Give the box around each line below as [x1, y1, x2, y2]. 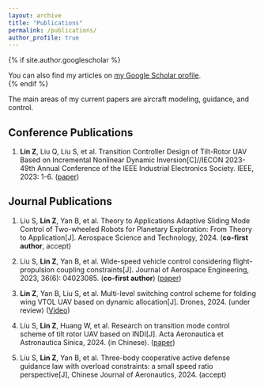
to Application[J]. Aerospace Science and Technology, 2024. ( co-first [19, 233, 249, 242]
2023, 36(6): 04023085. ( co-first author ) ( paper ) [19, 273, 182, 283]
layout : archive [8, 11, 62, 20]
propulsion [19, 264, 55, 274]
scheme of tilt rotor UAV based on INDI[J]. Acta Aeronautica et [19, 329, 224, 339]
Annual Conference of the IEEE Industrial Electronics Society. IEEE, [36, 164, 255, 173]
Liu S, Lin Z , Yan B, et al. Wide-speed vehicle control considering [19, 256, 232, 266]
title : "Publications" [8, 19, 83, 27]
